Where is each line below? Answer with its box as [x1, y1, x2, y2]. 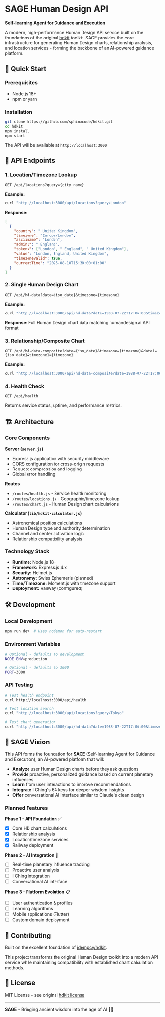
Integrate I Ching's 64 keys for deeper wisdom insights [12, 786, 124, 793]
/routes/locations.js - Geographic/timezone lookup [12, 495, 120, 502]
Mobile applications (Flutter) [12, 911, 70, 917]
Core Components [5, 434, 50, 441]
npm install [5, 128, 29, 134]
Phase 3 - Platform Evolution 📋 [5, 889, 70, 895]
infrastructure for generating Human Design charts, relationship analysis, [5, 39, 153, 45]
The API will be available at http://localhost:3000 [5, 142, 107, 148]
